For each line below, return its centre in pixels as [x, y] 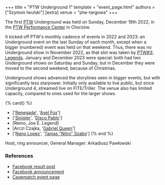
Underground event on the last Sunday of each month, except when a [76, 42]
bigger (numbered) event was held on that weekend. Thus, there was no [78, 47]
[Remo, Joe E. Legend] [35, 123]
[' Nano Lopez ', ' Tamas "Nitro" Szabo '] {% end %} [63, 133]
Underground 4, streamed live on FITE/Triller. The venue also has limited [79, 88]
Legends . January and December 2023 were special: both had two [73, 58]
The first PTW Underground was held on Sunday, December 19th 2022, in [80, 22]
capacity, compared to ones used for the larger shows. [61, 93]
